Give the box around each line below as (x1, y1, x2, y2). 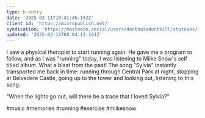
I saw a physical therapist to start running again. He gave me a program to (6, 48, 193, 56)
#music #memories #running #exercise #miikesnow (6, 105, 137, 112)
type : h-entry (6, 9, 43, 15)
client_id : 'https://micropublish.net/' (6, 20, 111, 26)
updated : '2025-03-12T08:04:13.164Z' (6, 32, 103, 38)
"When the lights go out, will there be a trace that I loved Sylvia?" (6, 93, 170, 100)
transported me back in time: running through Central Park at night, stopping (6, 68, 199, 75)
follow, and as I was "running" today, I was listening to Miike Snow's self (6, 55, 188, 62)
